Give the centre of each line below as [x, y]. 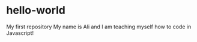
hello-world [36, 10]
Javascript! [20, 33]
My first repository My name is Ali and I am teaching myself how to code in [99, 27]
